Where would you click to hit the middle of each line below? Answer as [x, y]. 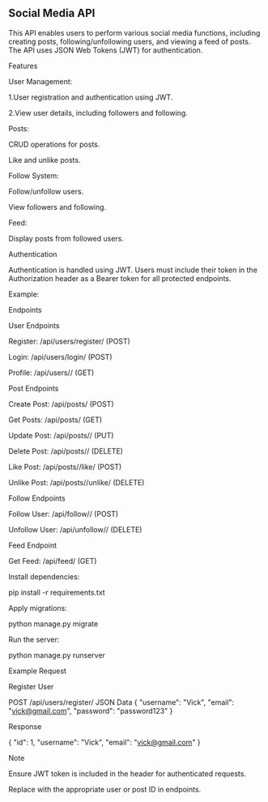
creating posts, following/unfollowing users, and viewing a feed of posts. [130, 41]
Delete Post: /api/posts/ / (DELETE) [66, 451]
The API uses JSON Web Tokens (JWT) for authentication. [106, 50]
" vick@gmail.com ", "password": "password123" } [91, 710]
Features [23, 66]
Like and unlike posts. [45, 160]
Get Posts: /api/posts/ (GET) [55, 420]
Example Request [38, 671]
